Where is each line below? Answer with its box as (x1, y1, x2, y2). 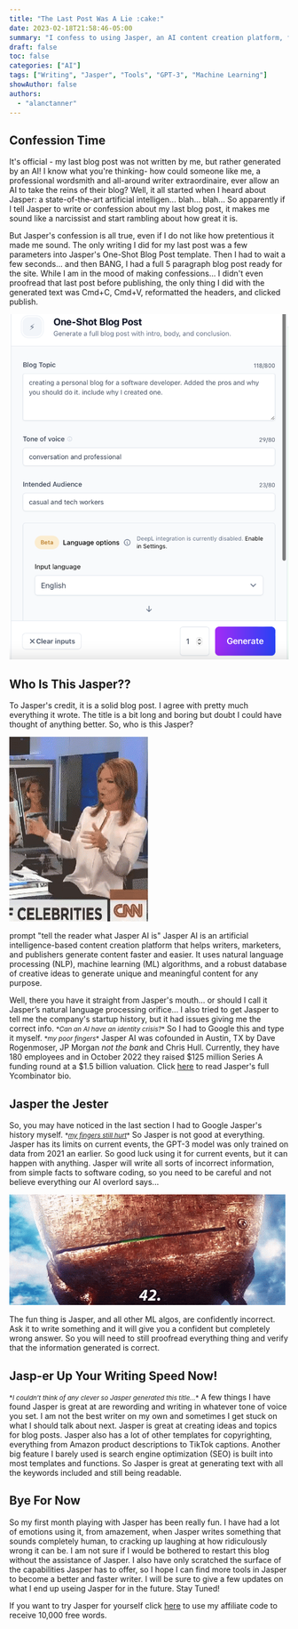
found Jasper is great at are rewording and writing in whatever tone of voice (9, 1401, 287, 1412)
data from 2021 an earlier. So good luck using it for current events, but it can (9, 1149, 288, 1159)
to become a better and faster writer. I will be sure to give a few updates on (9, 1573, 284, 1584)
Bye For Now (9, 1493, 82, 1508)
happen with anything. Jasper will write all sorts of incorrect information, (9, 1157, 275, 1169)
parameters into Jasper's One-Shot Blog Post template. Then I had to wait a (9, 249, 286, 260)
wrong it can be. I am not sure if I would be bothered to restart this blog (9, 1544, 271, 1556)
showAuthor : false (9, 80, 77, 89)
